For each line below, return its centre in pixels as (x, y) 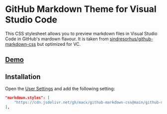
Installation (23, 76)
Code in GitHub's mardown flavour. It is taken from (57, 39)
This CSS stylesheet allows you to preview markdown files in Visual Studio (81, 33)
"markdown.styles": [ (28, 98)
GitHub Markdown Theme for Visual (81, 9)
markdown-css (21, 44)
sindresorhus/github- (131, 39)
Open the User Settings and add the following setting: (60, 89)
